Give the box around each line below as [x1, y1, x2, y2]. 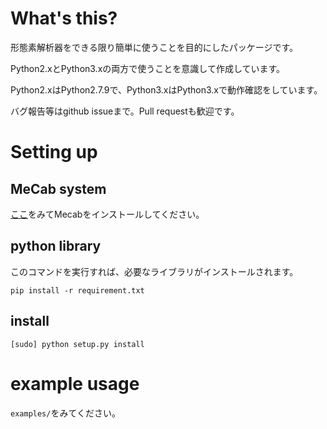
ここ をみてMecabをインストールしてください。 [10, 208, 205, 220]
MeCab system [10, 180, 107, 197]
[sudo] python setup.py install [10, 339, 145, 349]
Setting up [10, 141, 98, 164]
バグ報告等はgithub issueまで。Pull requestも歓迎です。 [10, 105, 240, 117]
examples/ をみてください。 [10, 407, 122, 419]
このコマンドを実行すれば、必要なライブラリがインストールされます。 [10, 265, 299, 277]
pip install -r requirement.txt [10, 285, 145, 296]
